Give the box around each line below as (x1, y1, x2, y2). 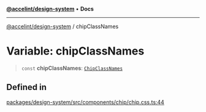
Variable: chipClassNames (6, 44, 145, 58)
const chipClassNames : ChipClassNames (21, 64, 123, 72)
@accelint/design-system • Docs (6, 6, 94, 12)
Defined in (6, 82, 47, 92)
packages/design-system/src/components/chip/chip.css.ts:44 (6, 98, 164, 106)
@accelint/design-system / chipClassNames (6, 23, 119, 30)
